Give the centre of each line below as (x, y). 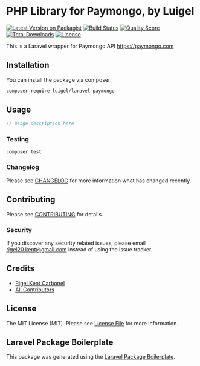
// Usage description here (40, 124)
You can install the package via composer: (59, 79)
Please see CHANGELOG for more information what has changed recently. (99, 181)
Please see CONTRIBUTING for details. (55, 214)
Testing (18, 139)
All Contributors (34, 290)
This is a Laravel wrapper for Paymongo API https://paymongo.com (90, 46)
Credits (21, 269)
